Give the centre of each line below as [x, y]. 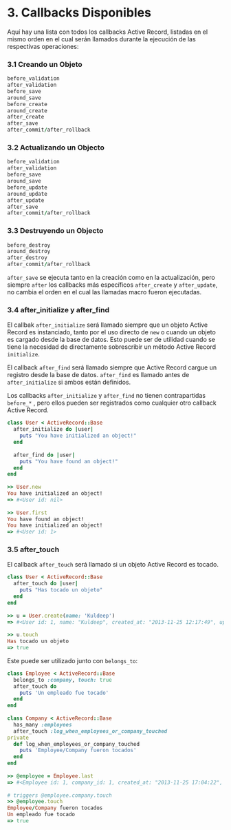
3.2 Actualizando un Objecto [56, 148]
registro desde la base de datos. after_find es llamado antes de [98, 375]
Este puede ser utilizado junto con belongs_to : [73, 660]
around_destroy [29, 252]
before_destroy [29, 245]
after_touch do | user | [46, 584]
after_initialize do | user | [54, 429]
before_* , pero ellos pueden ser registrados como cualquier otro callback [112, 403]
